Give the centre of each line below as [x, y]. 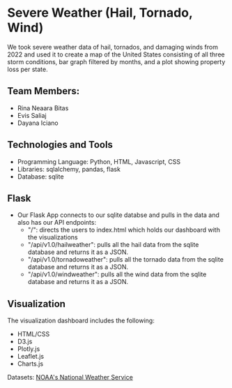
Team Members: [44, 91]
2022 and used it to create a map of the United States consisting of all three [116, 54]
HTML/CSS [33, 334]
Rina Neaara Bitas [43, 108]
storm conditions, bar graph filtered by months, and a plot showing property [116, 61]
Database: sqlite [40, 177]
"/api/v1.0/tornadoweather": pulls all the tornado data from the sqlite [126, 260]
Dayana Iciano [38, 123]
